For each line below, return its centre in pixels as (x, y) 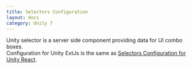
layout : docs (23, 18)
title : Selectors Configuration (47, 12)
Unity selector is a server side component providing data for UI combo (94, 41)
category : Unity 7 (29, 23)
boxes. (15, 47)
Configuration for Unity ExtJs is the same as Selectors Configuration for (96, 53)
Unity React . (22, 60)
